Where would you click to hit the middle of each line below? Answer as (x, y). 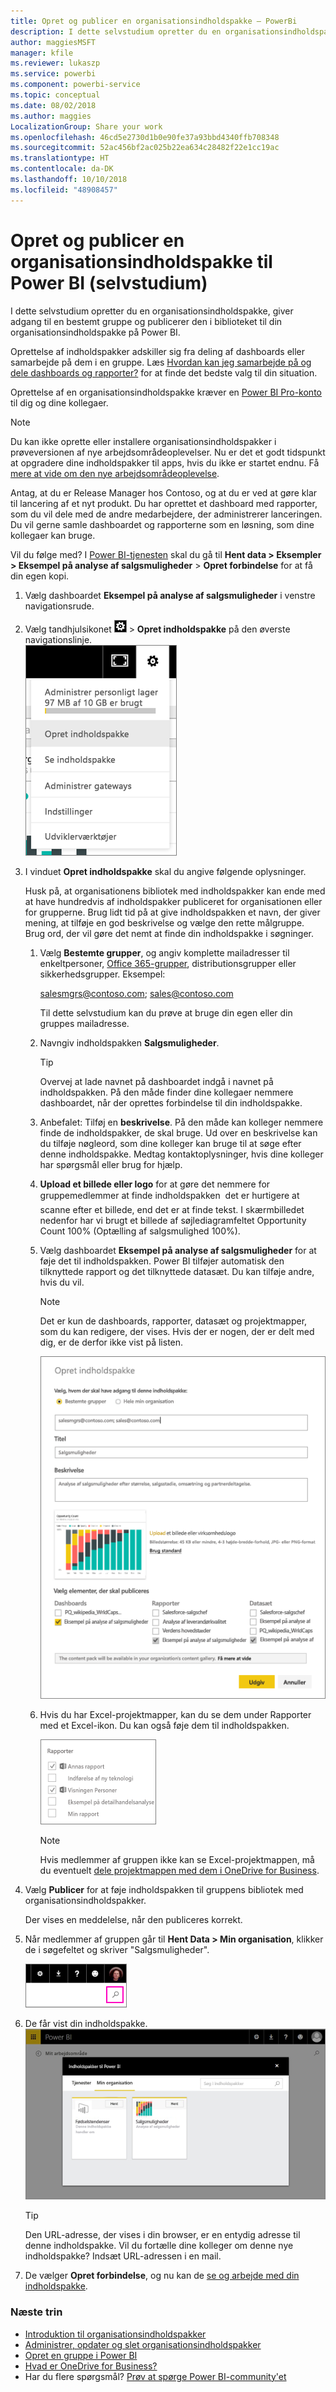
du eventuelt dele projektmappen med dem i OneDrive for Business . (179, 1870)
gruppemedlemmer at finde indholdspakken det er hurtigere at (169, 1195)
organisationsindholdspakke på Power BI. (95, 332)
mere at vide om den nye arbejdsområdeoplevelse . (115, 473)
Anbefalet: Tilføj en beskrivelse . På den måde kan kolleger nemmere (181, 1122)
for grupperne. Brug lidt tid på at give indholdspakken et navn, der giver (172, 912)
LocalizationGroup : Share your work (86, 126)
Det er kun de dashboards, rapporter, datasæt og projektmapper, (173, 1321)
